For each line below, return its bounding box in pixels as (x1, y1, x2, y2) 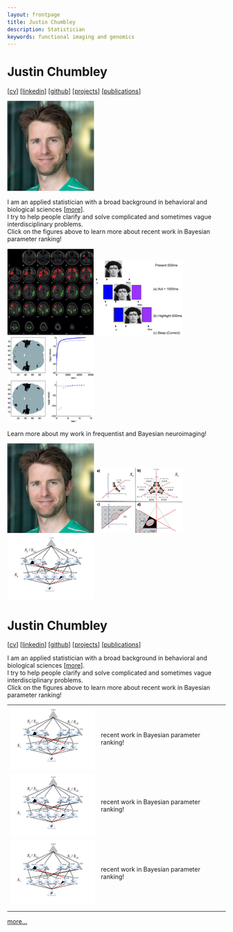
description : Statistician (7, 26, 85, 33)
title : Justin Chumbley (7, 18, 76, 26)
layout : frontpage (7, 11, 60, 18)
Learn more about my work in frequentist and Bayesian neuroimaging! (7, 430, 207, 438)
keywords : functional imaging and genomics (7, 33, 135, 40)
